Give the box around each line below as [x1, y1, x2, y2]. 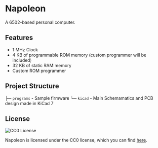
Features [5, 34, 33, 42]
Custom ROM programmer [12, 68, 66, 74]
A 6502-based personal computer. [5, 19, 76, 25]
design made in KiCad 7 [5, 100, 54, 106]
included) [12, 57, 32, 63]
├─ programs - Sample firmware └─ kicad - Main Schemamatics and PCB [5, 95, 154, 101]
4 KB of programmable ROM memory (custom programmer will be [12, 52, 147, 58]
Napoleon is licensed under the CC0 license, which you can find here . [5, 137, 147, 143]
